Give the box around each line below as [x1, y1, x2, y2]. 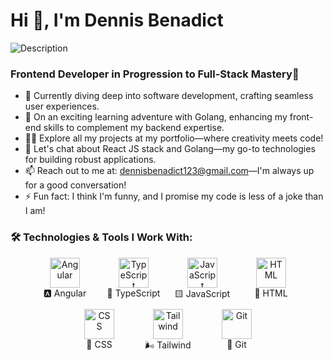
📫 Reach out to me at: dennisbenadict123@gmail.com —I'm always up [24, 165, 315, 177]
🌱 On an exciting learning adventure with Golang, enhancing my [24, 111, 288, 123]
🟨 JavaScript [174, 287, 231, 299]
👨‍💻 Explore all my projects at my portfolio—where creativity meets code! [24, 132, 324, 144]
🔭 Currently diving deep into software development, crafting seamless [24, 90, 314, 102]
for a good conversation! [24, 179, 127, 191]
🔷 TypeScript [106, 287, 161, 299]
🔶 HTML [254, 287, 288, 299]
